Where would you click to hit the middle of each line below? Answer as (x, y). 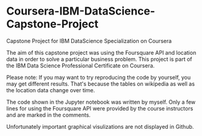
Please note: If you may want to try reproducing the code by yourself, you (99, 77)
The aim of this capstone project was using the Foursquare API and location (101, 52)
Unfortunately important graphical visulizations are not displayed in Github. (100, 126)
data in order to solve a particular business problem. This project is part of (99, 59)
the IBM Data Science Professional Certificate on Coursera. (81, 66)
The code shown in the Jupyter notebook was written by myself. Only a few (101, 102)
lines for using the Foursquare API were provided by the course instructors (100, 108)
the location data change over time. (51, 90)
